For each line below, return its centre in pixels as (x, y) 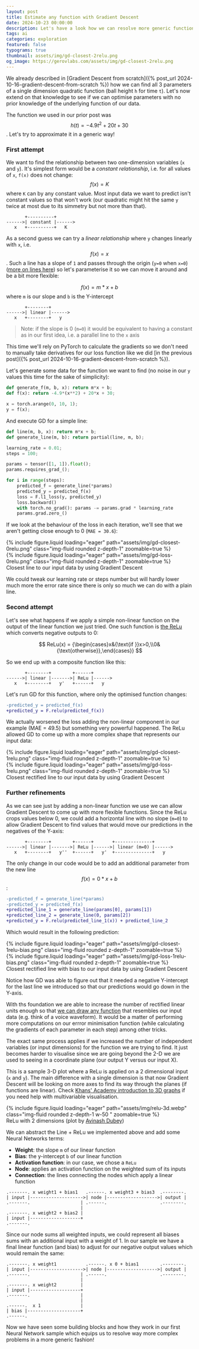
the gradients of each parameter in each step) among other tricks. (87, 1030)
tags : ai (17, 34)
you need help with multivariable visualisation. (62, 1097)
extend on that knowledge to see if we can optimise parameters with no (94, 97)
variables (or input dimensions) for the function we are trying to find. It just (97, 1047)
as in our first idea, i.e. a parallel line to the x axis (80, 335)
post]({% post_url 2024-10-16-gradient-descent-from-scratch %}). (88, 359)
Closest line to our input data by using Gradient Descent (75, 568)
